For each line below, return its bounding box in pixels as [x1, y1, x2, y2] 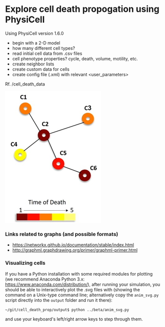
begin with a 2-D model [12, 40, 60, 46]
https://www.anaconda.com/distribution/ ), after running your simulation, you [5, 281, 161, 287]
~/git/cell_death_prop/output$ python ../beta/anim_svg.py [5, 307, 129, 312]
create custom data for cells [12, 66, 70, 72]
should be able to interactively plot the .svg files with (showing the [5, 286, 140, 292]
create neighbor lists [12, 61, 54, 67]
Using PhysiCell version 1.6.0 [5, 30, 64, 36]
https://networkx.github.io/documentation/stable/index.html [12, 242, 134, 248]
